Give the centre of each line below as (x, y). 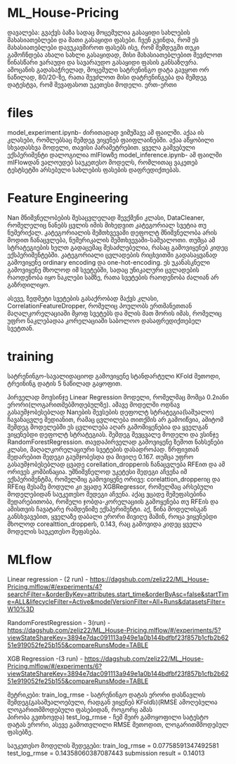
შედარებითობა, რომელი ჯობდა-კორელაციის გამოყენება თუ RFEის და (113, 501)
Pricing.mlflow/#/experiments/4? (55, 586)
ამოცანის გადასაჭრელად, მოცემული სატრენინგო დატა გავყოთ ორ (108, 70)
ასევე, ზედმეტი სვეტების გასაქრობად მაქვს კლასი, (83, 298)
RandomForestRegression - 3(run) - (59, 622)
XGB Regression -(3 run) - (45, 659)
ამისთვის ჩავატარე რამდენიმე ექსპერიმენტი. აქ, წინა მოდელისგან (107, 509)
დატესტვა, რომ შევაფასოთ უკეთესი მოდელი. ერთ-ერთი (92, 84)
